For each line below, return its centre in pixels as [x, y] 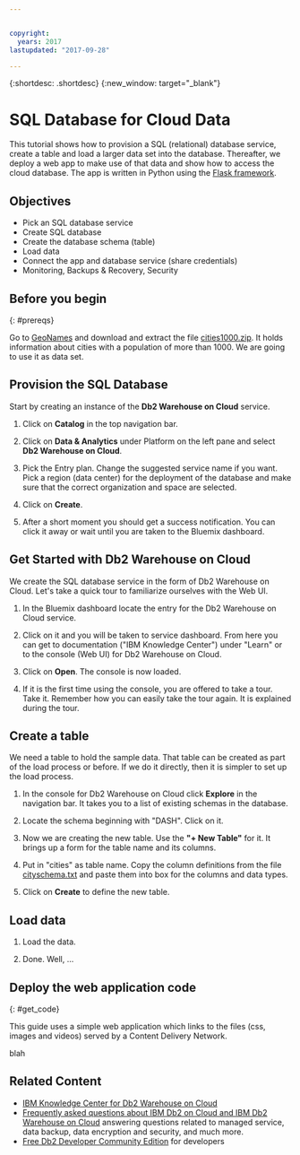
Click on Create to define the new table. [96, 892]
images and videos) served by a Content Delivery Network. [118, 1036]
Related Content [56, 1081]
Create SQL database [62, 232]
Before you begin [58, 298]
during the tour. [51, 708]
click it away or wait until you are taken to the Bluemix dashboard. [143, 531]
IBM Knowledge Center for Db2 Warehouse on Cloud [120, 1103]
